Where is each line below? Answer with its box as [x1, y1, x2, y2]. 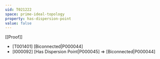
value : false [5, 20, 32, 26]
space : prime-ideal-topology [5, 12, 65, 17]
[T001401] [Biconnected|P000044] [12, 43, 83, 49]
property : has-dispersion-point [5, 16, 71, 21]
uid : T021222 [5, 7, 32, 12]
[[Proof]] [5, 34, 23, 40]
